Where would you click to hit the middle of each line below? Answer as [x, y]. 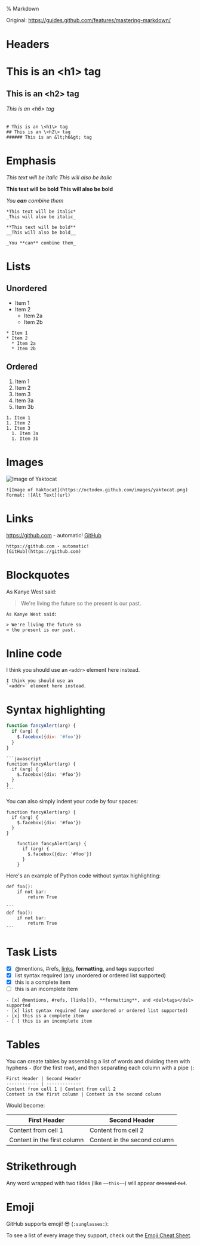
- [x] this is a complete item [45, 1015]
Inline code [34, 653]
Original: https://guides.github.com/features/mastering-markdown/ [89, 20]
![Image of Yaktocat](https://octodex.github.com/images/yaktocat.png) [97, 490]
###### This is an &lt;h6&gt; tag [49, 137]
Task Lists [32, 952]
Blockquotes [38, 575]
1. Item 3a [25, 433]
